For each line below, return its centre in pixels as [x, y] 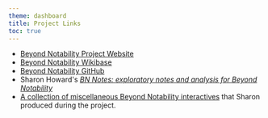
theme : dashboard [38, 16]
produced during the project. [68, 105]
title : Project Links [45, 23]
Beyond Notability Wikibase [66, 62]
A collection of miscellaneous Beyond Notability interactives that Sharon [140, 97]
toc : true [25, 31]
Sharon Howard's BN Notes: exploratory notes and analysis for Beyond [138, 80]
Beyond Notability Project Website [77, 54]
